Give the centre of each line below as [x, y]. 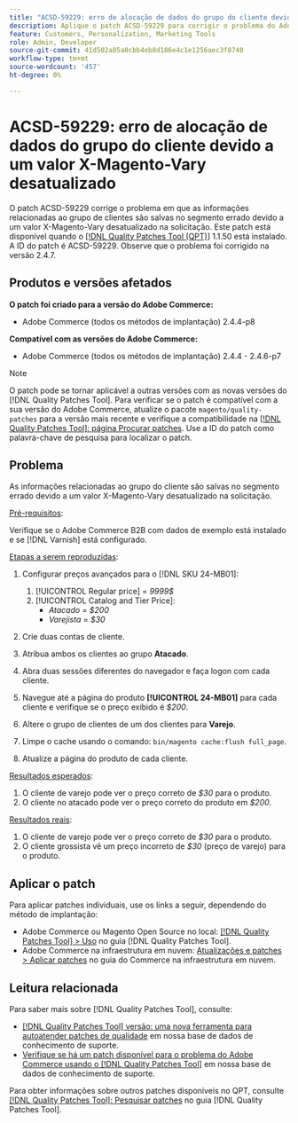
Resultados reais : [41, 820]
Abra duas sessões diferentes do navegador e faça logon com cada [146, 671]
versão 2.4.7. [32, 255]
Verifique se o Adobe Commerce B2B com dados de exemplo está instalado [148, 530]
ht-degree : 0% [35, 75]
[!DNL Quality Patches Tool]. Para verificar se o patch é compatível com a [144, 399]
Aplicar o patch [52, 883]
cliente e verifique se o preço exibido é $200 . [105, 707]
